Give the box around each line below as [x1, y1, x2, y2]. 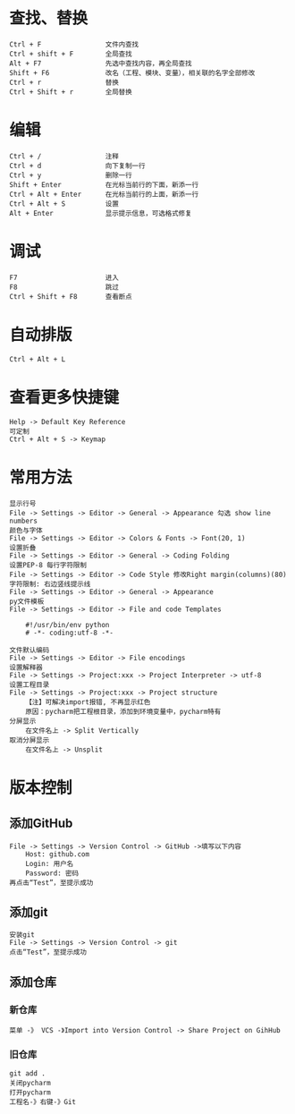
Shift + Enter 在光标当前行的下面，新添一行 [9, 180, 199, 189]
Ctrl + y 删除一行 [9, 171, 132, 180]
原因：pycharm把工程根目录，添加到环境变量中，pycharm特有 [25, 707, 222, 716]
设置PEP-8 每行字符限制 [9, 560, 88, 569]
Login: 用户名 [25, 859, 74, 868]
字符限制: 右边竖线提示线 [9, 579, 91, 589]
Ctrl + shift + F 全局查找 [9, 49, 132, 58]
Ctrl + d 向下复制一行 [9, 161, 146, 170]
